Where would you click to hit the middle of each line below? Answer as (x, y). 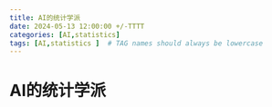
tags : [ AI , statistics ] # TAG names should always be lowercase (136, 43)
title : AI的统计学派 (45, 18)
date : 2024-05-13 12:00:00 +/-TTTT (77, 26)
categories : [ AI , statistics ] (65, 34)
